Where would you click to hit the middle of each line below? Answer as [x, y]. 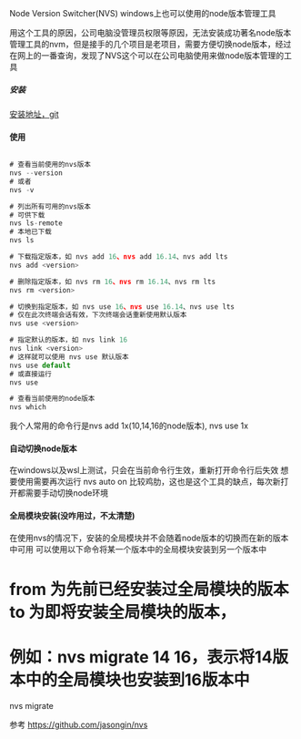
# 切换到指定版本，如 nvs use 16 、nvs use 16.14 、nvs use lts [122, 307]
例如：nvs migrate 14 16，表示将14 [141, 657]
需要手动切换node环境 [67, 493]
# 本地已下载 [30, 232]
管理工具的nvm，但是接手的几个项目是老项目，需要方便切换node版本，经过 [150, 44]
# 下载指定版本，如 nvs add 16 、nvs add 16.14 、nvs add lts [119, 257]
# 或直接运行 [30, 374]
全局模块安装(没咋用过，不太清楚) [72, 515]
